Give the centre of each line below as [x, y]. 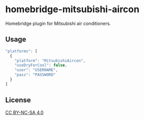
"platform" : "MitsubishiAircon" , [50, 61]
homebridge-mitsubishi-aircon [72, 9]
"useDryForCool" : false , [41, 65]
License [18, 100]
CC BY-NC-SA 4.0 [25, 112]
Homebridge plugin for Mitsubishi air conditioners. [58, 23]
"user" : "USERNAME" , [36, 70]
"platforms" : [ [21, 51]
